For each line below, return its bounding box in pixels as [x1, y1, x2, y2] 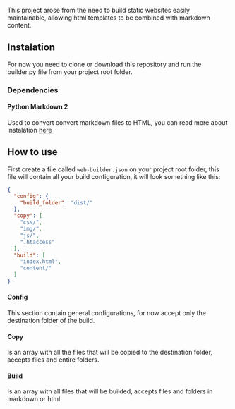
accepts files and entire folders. [7, 355, 100, 364]
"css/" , [20, 219, 42, 226]
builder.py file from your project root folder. [7, 67, 133, 76]
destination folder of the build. [7, 317, 95, 325]
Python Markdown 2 [7, 102, 68, 111]
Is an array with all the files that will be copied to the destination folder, [7, 348, 213, 357]
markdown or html [7, 395, 61, 403]
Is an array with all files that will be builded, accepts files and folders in [7, 387, 213, 396]
